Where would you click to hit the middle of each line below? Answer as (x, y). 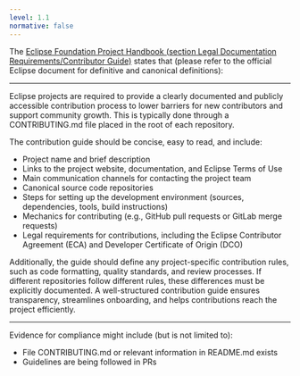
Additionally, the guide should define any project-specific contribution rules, (149, 262)
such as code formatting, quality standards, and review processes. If (135, 271)
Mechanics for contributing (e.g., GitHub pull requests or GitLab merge (152, 216)
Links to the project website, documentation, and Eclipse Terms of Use (152, 168)
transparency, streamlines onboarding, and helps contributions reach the (143, 299)
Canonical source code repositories (87, 188)
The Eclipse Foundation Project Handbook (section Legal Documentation (143, 51)
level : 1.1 (29, 17)
